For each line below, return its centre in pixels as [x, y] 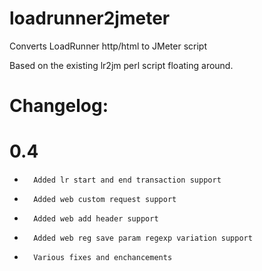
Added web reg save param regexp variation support [143, 238]
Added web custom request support [105, 200]
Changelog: [59, 106]
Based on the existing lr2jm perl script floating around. [121, 65]
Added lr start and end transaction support [127, 180]
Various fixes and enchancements [103, 258]
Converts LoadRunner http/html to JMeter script [108, 46]
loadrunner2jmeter [90, 18]
